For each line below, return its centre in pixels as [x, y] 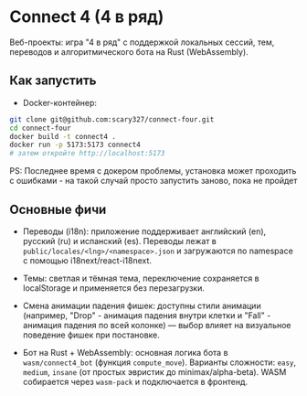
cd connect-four [40, 128]
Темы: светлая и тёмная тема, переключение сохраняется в [141, 278]
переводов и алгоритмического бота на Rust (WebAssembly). [129, 51]
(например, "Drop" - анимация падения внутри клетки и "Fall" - [147, 315]
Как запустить [53, 81]
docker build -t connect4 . [63, 136]
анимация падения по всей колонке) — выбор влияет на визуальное [157, 325]
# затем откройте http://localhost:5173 [88, 154]
